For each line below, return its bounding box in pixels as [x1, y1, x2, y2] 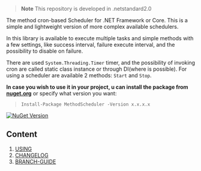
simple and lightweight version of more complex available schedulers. [6, 23, 179, 30]
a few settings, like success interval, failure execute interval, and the [6, 41, 175, 48]
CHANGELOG [14, 151, 49, 158]
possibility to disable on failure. [6, 47, 83, 55]
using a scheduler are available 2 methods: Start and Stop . [6, 72, 152, 79]
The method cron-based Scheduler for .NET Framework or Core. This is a [6, 17, 188, 23]
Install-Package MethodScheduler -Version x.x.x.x [20, 101, 151, 107]
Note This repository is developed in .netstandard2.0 [20, 5, 152, 12]
